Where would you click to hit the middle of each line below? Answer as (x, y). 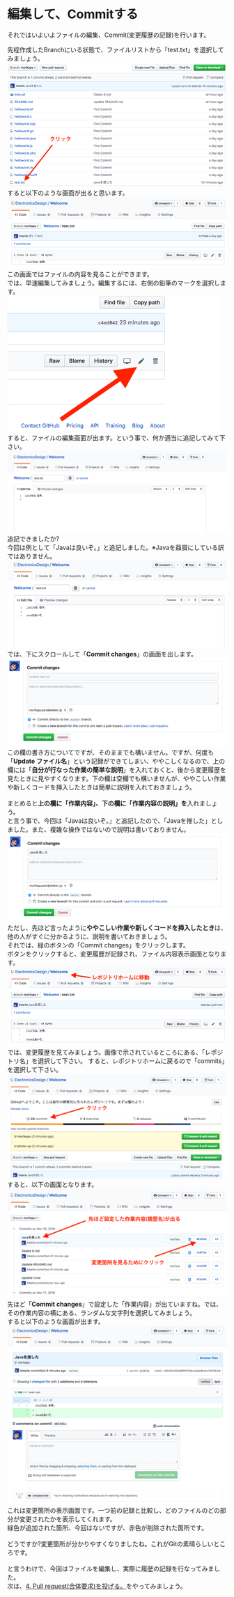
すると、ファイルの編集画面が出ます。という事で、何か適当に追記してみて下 (117, 438)
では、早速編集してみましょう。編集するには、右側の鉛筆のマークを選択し (114, 283)
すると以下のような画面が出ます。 (56, 1322)
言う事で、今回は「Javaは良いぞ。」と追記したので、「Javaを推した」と (115, 820)
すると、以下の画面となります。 (53, 1185)
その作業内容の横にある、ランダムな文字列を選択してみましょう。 (102, 1313)
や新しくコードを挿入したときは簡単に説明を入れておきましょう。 (102, 787)
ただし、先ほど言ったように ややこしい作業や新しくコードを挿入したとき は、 (117, 927)
